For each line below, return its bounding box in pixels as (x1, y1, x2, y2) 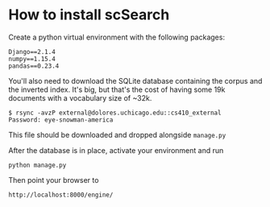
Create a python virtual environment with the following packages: (8, 32, 226, 42)
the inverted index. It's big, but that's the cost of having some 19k (8, 85, 226, 94)
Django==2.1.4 (8, 48, 56, 56)
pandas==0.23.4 (8, 62, 60, 70)
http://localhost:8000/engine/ (8, 191, 114, 199)
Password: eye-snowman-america (8, 115, 114, 124)
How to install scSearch (8, 6, 170, 24)
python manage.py (8, 161, 67, 169)
